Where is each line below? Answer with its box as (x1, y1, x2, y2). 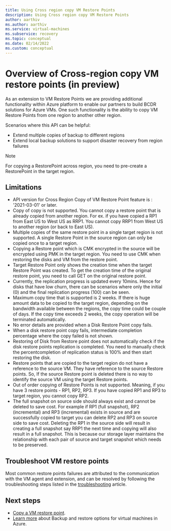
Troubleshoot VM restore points (5, 457, 109, 465)
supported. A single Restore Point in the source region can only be (12, 234, 153, 241)
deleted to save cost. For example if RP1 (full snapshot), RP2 (12, 404, 139, 410)
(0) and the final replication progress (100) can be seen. (12, 289, 130, 296)
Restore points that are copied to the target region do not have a (12, 360, 148, 366)
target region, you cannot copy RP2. (12, 393, 89, 399)
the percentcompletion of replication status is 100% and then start (12, 349, 152, 356)
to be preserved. (12, 442, 48, 448)
